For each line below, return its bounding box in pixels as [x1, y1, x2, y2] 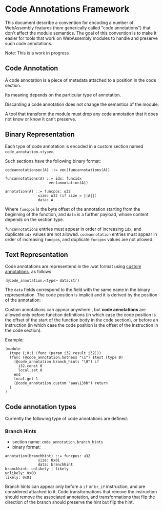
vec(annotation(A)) [48, 180, 89, 185]
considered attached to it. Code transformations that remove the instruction [5, 489, 157, 495]
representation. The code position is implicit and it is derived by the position [5, 292, 158, 298]
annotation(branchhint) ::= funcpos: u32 [5, 454, 91, 459]
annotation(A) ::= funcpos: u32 [5, 189, 71, 194]
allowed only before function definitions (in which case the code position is [5, 312, 156, 318]
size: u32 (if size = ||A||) [38, 193, 97, 198]
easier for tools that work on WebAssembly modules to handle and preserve [5, 35, 158, 41]
